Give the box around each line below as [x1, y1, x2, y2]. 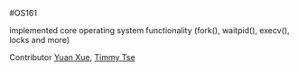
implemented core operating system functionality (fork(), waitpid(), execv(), [9, 25, 291, 35]
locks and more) [9, 35, 70, 45]
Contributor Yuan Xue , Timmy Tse [9, 52, 135, 62]
